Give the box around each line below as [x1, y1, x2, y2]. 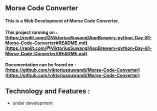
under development [12, 100, 53, 106]
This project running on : [5, 29, 57, 35]
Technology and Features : [5, 87, 90, 95]
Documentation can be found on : [5, 62, 76, 68]
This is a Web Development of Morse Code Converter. [5, 17, 119, 24]
